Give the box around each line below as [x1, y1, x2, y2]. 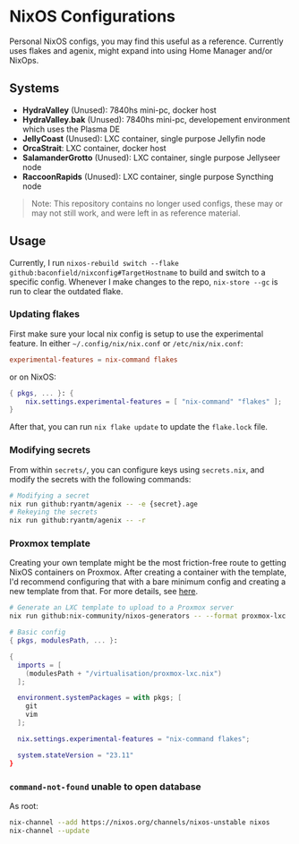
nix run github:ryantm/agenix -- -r [9, 516, 146, 525]
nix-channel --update [9, 826, 90, 835]
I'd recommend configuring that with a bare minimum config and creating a [9, 576, 286, 587]
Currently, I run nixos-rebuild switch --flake [9, 257, 179, 268]
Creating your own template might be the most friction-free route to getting [9, 558, 286, 568]
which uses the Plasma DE [21, 124, 121, 134]
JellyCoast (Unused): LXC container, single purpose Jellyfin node [21, 132, 266, 144]
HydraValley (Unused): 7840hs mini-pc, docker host [21, 105, 217, 115]
